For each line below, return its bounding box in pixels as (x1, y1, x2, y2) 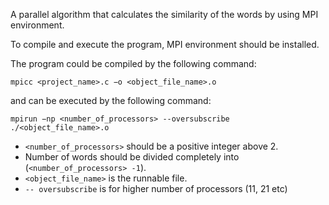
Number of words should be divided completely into (24, 151, 240, 163)
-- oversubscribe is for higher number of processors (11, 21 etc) (24, 183, 288, 194)
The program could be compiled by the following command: (10, 58, 257, 69)
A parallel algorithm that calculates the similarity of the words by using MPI (10, 9, 319, 20)
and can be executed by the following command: (10, 95, 212, 106)
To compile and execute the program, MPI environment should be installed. (10, 39, 320, 50)
